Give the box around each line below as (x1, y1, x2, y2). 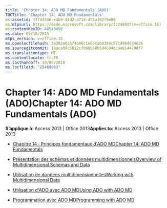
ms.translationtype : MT (5, 50, 56, 55)
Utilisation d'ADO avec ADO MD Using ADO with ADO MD (12, 187, 133, 193)
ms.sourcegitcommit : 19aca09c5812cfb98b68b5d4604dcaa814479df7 (5, 46, 143, 51)
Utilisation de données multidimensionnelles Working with (12, 172, 134, 178)
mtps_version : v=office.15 (5, 36, 63, 41)
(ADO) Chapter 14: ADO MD (5, 98, 122, 109)
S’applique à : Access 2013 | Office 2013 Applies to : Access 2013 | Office (5, 126, 159, 132)
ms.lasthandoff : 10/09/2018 (5, 60, 66, 65)
